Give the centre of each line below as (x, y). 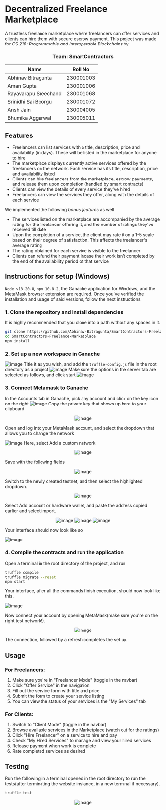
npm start (15, 582)
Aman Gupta (22, 86)
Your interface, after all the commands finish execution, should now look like (83, 591)
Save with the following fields (35, 462)
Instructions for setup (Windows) (57, 277)
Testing (17, 767)
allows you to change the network (40, 433)
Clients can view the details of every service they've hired (71, 189)
